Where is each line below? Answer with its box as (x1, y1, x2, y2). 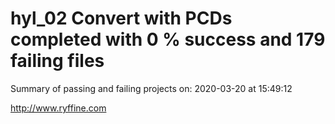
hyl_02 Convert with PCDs (10, 7, 233, 30)
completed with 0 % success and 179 (10, 28, 326, 51)
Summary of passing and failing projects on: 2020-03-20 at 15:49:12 (10, 82, 293, 94)
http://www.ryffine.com (10, 102, 107, 114)
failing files (10, 50, 105, 72)
